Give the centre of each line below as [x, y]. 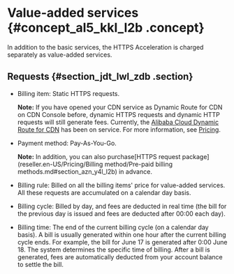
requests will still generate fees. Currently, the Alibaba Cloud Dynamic [118, 122]
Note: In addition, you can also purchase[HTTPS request [99, 156]
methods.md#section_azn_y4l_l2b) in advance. [85, 171]
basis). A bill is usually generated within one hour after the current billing [122, 234]
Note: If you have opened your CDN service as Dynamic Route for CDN [120, 107]
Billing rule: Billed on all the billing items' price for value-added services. [121, 185]
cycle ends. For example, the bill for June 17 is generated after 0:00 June [122, 242]
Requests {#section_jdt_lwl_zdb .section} [100, 77]
